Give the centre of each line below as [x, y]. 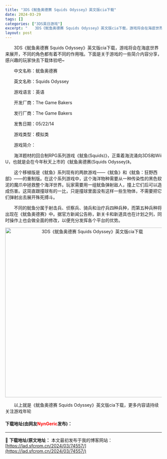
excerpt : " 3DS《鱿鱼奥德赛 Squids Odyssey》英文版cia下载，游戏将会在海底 [80, 28]
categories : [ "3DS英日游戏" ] [34, 24]
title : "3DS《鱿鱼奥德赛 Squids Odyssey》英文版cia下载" [61, 10]
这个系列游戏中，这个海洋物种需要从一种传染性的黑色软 [105, 178]
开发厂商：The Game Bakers [43, 102]
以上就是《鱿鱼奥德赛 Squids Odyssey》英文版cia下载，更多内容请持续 [86, 405]
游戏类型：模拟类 [31, 134]
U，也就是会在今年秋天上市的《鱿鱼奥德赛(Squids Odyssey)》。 [70, 162]
